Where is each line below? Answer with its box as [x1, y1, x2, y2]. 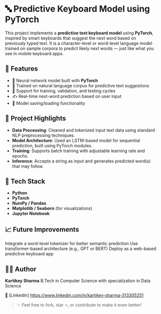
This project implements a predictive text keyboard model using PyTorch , [5, 30, 153, 36]
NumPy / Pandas [12, 200, 47, 206]
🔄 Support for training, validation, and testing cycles [12, 88, 116, 94]
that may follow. [12, 163, 44, 169]
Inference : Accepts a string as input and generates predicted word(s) [12, 158, 151, 164]
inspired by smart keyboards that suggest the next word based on [5, 35, 136, 41]
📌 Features [5, 64, 38, 73]
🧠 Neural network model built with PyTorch [12, 78, 98, 83]
